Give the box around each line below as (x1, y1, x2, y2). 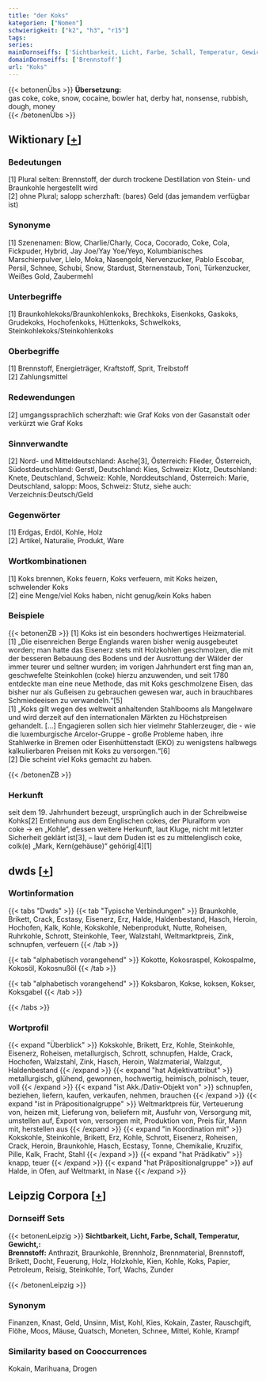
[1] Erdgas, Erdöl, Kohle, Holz (8, 527, 103, 537)
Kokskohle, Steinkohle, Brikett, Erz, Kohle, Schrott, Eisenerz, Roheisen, (8, 1133, 238, 1143)
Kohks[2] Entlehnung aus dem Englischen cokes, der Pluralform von (8, 816, 230, 826)
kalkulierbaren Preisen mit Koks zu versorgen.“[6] (8, 746, 170, 755)
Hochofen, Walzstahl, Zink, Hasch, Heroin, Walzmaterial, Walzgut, (8, 1057, 223, 1067)
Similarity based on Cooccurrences (8, 1346, 147, 1356)
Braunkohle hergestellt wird (8, 183, 98, 192)
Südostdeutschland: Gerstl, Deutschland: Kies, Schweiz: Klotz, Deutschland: (8, 464, 257, 474)
